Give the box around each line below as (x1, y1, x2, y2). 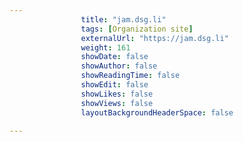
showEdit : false (80, 80, 149, 90)
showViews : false (80, 98, 154, 108)
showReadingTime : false (80, 71, 181, 81)
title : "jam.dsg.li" (80, 14, 167, 25)
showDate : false (80, 52, 149, 62)
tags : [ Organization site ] (80, 24, 194, 34)
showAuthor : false (80, 61, 158, 71)
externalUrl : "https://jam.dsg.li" (80, 33, 229, 43)
